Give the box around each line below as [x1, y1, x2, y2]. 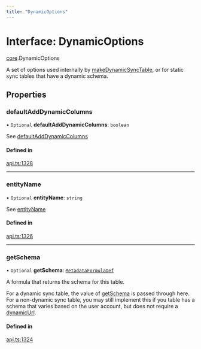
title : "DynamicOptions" [6, 8, 68, 15]
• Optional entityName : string [6, 194, 83, 201]
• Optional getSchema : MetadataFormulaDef [6, 267, 114, 274]
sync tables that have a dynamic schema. [6, 72, 109, 80]
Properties [6, 89, 47, 99]
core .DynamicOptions [6, 54, 60, 62]
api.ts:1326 [6, 232, 33, 239]
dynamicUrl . [6, 309, 36, 316]
